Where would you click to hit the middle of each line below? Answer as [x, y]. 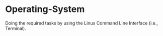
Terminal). [16, 28]
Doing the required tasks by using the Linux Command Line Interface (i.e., [82, 23]
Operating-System [45, 9]
